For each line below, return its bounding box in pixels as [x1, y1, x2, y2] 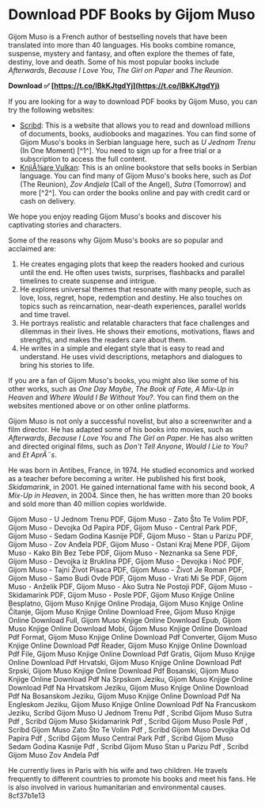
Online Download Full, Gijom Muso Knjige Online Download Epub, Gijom [8, 615, 241, 625]
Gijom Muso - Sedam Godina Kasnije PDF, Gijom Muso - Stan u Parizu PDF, [8, 531, 254, 541]
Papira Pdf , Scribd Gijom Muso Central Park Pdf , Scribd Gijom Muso [8, 733, 234, 743]
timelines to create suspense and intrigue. [19, 276, 157, 285]
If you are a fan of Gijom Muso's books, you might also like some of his [8, 375, 239, 385]
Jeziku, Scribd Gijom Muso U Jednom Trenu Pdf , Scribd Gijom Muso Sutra [8, 708, 253, 717]
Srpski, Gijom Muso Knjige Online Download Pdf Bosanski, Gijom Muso [8, 666, 240, 675]
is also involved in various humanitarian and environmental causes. [8, 782, 227, 792]
